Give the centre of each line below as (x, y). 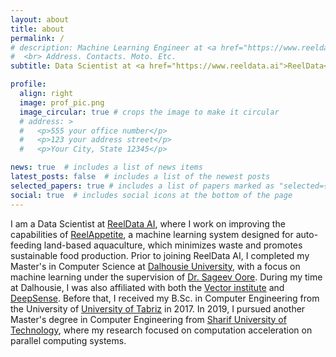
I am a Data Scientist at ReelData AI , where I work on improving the (148, 223)
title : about (37, 29)
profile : (28, 84)
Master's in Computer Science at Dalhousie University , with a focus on (155, 266)
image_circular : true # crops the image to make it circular (149, 112)
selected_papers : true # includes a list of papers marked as (142, 186)
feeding (26, 245)
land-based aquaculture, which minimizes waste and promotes (173, 245)
